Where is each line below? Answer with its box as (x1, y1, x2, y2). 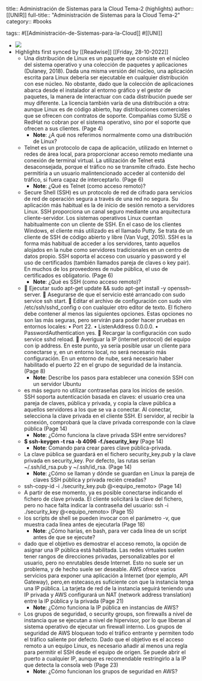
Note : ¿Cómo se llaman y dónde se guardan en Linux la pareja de (32, 470, 195, 477)
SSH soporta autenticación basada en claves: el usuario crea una (23, 393, 186, 400)
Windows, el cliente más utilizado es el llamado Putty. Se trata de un (23, 227, 193, 234)
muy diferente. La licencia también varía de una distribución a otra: (23, 99, 189, 106)
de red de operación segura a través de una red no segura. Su (23, 195, 179, 202)
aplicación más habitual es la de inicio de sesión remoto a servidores (23, 201, 195, 209)
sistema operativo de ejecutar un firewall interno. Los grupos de (23, 623, 183, 630)
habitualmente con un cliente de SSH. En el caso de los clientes (23, 221, 182, 228)
